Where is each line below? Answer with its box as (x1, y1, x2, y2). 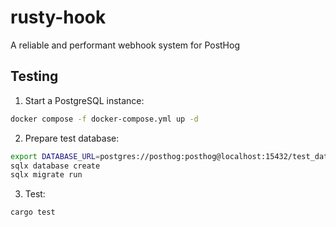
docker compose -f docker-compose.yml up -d (10, 114, 199, 124)
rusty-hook (10, 6, 107, 29)
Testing (10, 68, 59, 85)
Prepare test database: (24, 132, 120, 144)
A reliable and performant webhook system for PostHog (10, 39, 241, 51)
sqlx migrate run (10, 170, 83, 180)
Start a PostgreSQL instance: (24, 94, 145, 106)
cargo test (10, 207, 56, 218)
